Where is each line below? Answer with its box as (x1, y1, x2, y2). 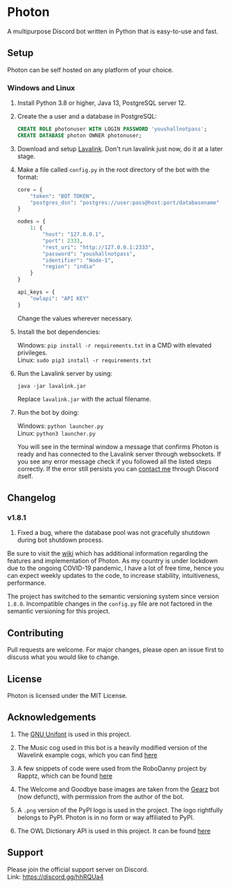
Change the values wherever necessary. (17, 314, 133, 323)
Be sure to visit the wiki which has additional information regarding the (7, 549, 208, 558)
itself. (17, 472, 33, 480)
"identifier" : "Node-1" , (42, 257, 114, 264)
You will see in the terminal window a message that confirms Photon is (17, 442, 219, 451)
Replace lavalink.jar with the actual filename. (17, 395, 151, 403)
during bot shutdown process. (17, 536, 104, 545)
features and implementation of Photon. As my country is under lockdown (7, 556, 219, 565)
